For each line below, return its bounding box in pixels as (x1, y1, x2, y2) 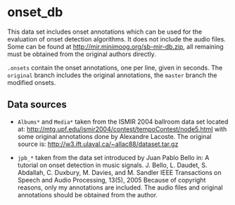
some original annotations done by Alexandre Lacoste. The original (17, 132, 212, 140)
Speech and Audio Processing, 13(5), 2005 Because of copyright (17, 176, 206, 184)
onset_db (7, 4, 63, 20)
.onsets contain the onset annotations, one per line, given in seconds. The (7, 63, 223, 72)
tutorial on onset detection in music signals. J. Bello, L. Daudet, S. (17, 161, 208, 169)
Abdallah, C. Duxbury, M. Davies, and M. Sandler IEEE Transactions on (17, 168, 222, 176)
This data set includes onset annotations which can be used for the (7, 27, 203, 36)
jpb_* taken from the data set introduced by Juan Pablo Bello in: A (17, 153, 210, 161)
